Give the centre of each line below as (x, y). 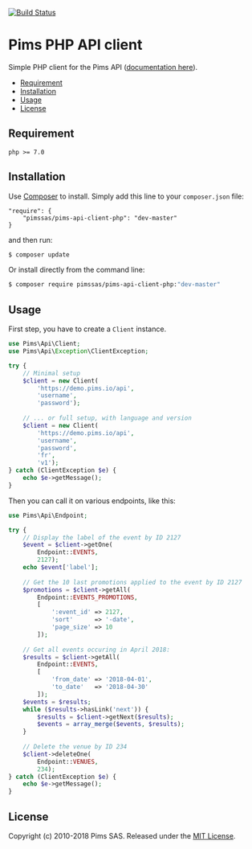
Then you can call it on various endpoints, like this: (92, 500)
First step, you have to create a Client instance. (87, 329)
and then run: (30, 240)
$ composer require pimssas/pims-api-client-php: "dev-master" (114, 285)
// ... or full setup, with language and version (108, 418)
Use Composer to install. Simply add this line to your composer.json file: (126, 196)
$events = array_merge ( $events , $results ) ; (111, 724)
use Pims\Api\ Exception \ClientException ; (79, 351)
